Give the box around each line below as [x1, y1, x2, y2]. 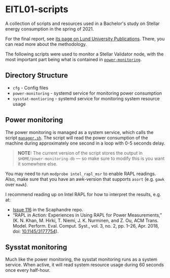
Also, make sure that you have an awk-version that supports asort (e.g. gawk [5, 176, 165, 182]
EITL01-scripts [5, 4, 69, 15]
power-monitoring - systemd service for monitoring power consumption [12, 90, 162, 96]
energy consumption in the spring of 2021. [5, 25, 94, 32]
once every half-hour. [5, 267, 51, 273]
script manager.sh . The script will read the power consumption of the [5, 134, 148, 141]
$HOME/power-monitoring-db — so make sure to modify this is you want [17, 155, 165, 161]
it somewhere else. [17, 160, 57, 166]
